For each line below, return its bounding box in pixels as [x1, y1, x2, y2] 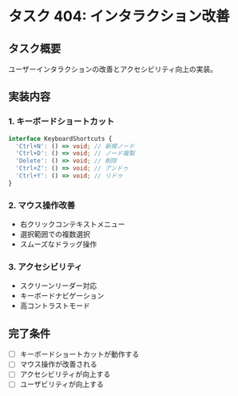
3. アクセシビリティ [8, 262, 83, 273]
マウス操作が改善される [19, 359, 97, 369]
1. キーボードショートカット [8, 116, 115, 127]
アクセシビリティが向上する [19, 370, 111, 379]
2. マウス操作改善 [8, 199, 76, 210]
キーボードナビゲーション [19, 291, 105, 301]
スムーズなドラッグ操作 [19, 239, 97, 249]
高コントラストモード [19, 301, 90, 310]
